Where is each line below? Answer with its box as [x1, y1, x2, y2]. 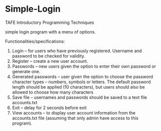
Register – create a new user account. [12, 58, 89, 64]
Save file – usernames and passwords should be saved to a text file [12, 94, 147, 100]
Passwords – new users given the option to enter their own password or [12, 63, 156, 69]
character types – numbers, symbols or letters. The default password [12, 79, 151, 85]
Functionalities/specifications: [5, 38, 65, 44]
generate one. [12, 68, 40, 74]
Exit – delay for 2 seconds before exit [12, 105, 87, 111]
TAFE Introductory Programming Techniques [5, 19, 94, 25]
